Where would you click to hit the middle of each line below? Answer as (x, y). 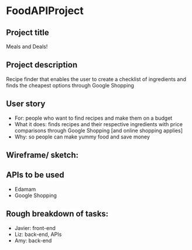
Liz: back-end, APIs (38, 234)
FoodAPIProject (45, 11)
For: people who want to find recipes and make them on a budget (93, 118)
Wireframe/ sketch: (42, 155)
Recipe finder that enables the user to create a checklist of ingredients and (96, 79)
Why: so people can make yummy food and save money (82, 137)
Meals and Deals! (27, 46)
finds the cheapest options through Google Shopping (70, 85)
